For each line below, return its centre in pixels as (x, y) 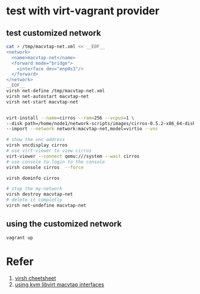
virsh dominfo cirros (33, 178)
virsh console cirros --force (45, 167)
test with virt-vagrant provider (83, 11)
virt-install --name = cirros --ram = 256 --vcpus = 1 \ (70, 118)
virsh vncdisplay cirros (37, 145)
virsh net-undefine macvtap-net (46, 205)
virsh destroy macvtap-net (40, 195)
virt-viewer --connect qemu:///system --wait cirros (73, 156)
